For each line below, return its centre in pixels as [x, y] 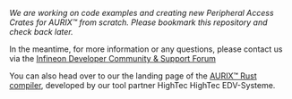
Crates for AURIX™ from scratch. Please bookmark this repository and [138, 22]
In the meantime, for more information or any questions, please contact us [146, 49]
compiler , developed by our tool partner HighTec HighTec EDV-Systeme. [142, 85]
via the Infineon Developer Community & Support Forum [113, 58]
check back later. [41, 32]
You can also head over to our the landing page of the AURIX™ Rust [133, 76]
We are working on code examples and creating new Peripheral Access [142, 13]
